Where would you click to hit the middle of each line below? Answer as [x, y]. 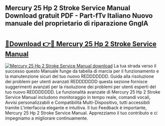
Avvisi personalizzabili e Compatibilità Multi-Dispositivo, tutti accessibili [78, 102]
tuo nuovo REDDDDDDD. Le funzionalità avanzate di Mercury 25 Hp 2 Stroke [83, 92]
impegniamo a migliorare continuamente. [47, 118]
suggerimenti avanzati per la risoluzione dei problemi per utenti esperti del [81, 87]
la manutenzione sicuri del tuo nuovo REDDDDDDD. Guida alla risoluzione [80, 76]
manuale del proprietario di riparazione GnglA [77, 23]
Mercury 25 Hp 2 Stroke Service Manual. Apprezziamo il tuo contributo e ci [81, 113]
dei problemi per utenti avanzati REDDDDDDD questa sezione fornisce [76, 81]
